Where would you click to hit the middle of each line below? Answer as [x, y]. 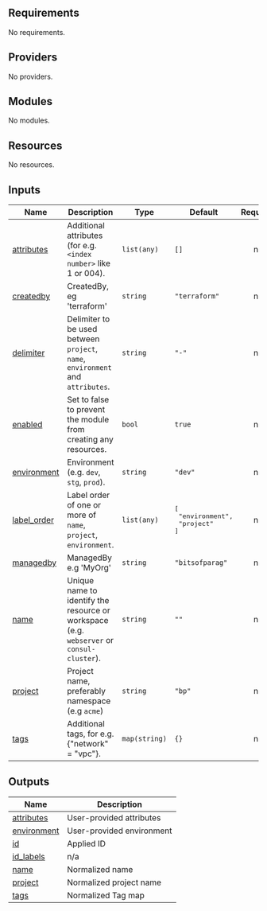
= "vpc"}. [84, 753]
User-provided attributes [114, 817]
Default [204, 212]
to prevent [86, 410]
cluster [81, 659]
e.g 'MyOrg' [89, 568]
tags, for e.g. [91, 734]
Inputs [25, 190]
